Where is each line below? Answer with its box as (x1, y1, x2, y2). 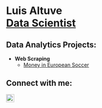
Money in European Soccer (23, 61, 90, 68)
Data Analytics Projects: (6, 40, 97, 50)
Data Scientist (6, 16, 76, 30)
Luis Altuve (6, 4, 63, 18)
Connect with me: (6, 78, 73, 88)
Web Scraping (14, 55, 50, 62)
